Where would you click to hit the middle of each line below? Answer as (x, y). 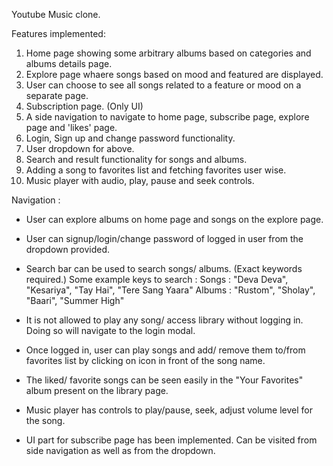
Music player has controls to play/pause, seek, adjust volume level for (169, 410)
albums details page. (69, 63)
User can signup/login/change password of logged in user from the (164, 238)
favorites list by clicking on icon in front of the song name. (145, 360)
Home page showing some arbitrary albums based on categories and (168, 53)
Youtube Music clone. (56, 14)
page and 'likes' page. (71, 127)
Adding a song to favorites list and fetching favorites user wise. (156, 170)
